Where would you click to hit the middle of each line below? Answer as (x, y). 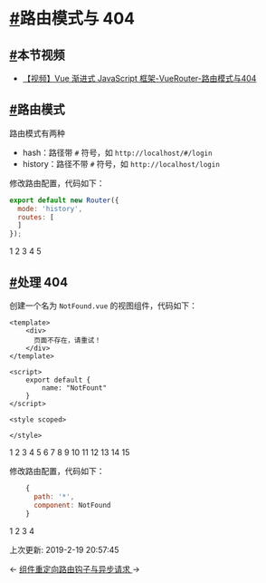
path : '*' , (54, 496)
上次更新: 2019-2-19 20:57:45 (64, 549)
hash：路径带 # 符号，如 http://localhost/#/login (117, 152)
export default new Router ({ (64, 200)
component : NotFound (72, 505)
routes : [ (36, 217)
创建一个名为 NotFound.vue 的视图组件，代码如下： (103, 306)
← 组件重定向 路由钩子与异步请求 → (75, 568)
